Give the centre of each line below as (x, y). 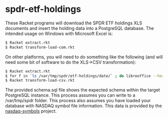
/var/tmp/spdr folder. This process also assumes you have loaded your (78, 101)
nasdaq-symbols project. (31, 111)
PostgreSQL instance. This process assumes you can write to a (70, 95)
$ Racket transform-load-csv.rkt (40, 81)
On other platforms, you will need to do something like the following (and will (84, 57)
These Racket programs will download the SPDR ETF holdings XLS (74, 23)
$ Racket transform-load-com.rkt (40, 47)
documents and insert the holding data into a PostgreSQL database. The (79, 28)
